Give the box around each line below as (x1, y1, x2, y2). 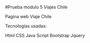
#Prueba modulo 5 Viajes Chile (5, 4, 68, 10)
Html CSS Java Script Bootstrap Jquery (5, 33, 85, 38)
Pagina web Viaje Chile (5, 14, 52, 19)
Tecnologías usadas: (5, 23, 47, 29)
